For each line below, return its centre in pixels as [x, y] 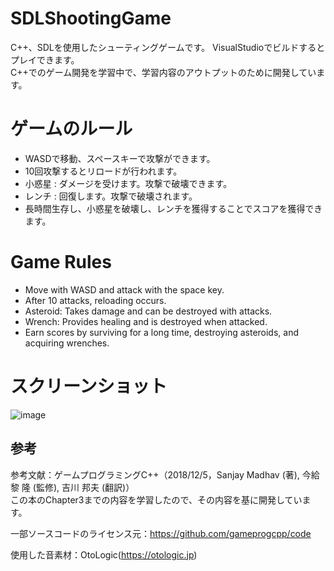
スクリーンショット [89, 386]
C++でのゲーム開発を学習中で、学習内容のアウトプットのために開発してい [163, 72]
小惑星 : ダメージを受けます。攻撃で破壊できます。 [128, 183]
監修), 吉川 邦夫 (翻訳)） [85, 487]
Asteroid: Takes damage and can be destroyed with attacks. [148, 311]
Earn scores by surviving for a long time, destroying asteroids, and [162, 332]
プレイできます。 [45, 59]
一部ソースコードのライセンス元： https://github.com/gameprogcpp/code [161, 533]
